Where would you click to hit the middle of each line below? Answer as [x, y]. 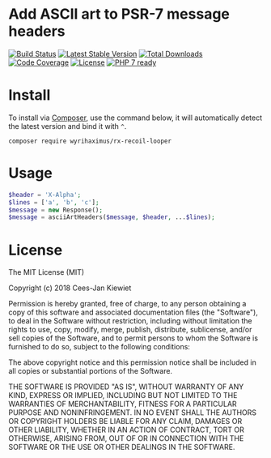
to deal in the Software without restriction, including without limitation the [130, 321]
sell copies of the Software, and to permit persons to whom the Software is [133, 338]
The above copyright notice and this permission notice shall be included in [132, 362]
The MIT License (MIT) [47, 272]
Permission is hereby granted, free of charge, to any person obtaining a [127, 304]
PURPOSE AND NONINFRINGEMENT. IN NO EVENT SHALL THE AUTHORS [133, 413]
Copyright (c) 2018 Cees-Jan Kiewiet [70, 288]
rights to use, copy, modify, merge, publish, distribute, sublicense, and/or [130, 330]
